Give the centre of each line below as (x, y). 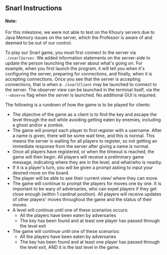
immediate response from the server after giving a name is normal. (81, 146)
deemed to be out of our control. (39, 42)
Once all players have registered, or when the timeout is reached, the (83, 151)
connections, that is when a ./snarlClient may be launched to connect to (81, 84)
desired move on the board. (41, 172)
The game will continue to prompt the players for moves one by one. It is (87, 183)
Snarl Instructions (34, 8)
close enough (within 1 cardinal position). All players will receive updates (87, 194)
